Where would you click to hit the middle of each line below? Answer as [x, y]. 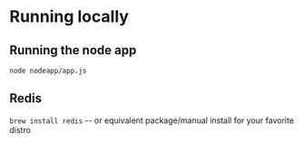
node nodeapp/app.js [49, 71]
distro [20, 129]
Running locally [69, 17]
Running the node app [73, 50]
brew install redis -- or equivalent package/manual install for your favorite [152, 120]
